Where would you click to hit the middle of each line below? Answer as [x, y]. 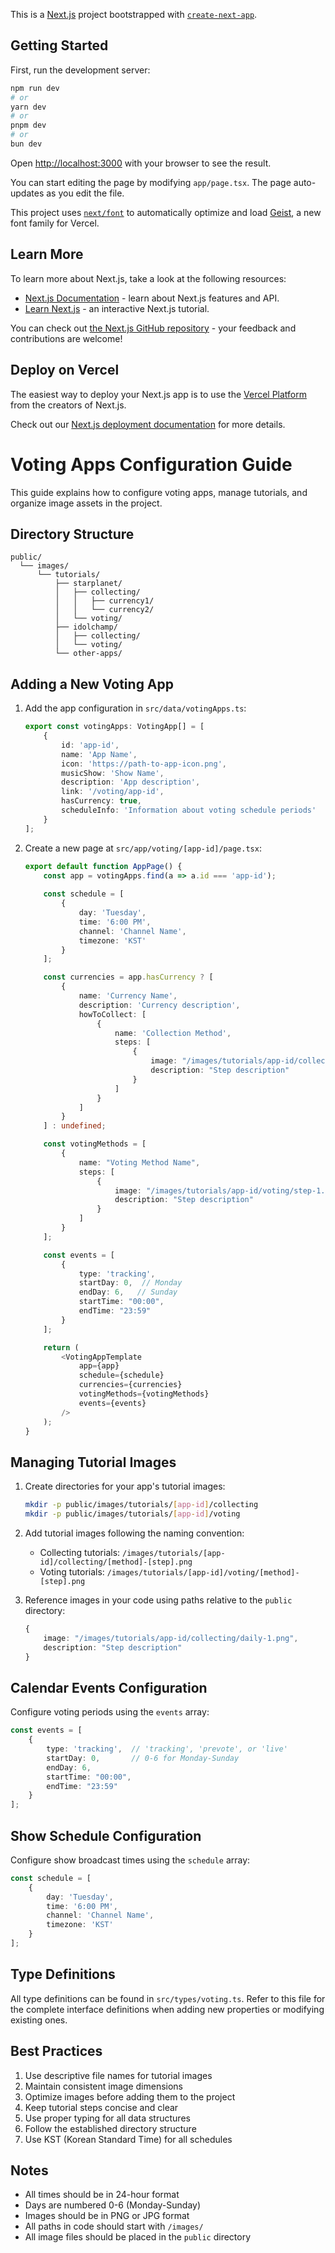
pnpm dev [28, 125]
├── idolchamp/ [86, 627]
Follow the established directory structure [110, 2128]
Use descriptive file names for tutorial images [118, 2075]
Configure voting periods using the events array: [110, 1712]
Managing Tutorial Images [93, 1462]
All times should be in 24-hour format [102, 2195]
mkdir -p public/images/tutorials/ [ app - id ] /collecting [141, 1505]
